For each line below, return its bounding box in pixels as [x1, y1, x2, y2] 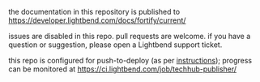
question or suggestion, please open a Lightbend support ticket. [8, 40, 223, 50]
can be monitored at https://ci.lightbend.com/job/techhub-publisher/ [8, 64, 237, 74]
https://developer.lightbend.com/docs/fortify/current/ [8, 15, 186, 25]
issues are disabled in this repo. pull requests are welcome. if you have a [8, 32, 251, 41]
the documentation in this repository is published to [8, 7, 181, 16]
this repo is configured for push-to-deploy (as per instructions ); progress [8, 56, 253, 65]
